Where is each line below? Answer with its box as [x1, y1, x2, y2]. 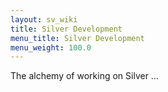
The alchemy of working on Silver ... [10, 70, 159, 82]
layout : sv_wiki [10, 14, 78, 25]
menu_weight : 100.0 [10, 42, 92, 53]
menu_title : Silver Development [10, 33, 145, 43]
